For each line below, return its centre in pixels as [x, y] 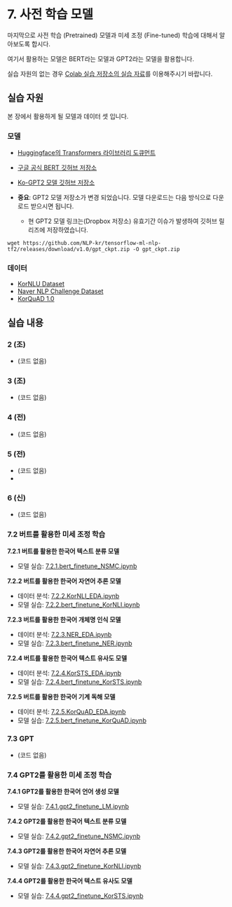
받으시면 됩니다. [52, 206]
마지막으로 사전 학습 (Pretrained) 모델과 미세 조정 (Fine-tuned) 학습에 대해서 [112, 35]
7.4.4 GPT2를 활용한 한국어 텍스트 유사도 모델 [70, 881]
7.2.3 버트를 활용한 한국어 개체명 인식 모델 [64, 619]
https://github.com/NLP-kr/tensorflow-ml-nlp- [92, 243]
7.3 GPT [21, 739]
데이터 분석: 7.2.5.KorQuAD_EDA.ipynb [71, 711]
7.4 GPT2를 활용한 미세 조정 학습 [60, 774]
